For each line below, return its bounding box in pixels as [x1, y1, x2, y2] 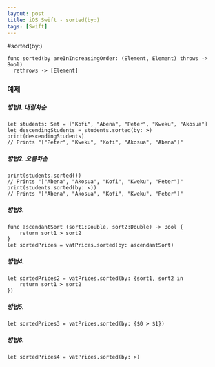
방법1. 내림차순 [7, 103, 47, 111]
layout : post [7, 10, 45, 17]
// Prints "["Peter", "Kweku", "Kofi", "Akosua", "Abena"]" [7, 139, 184, 146]
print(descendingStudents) [7, 133, 85, 140]
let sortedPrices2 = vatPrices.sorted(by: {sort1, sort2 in [7, 275, 184, 282]
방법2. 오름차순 [7, 154, 48, 162]
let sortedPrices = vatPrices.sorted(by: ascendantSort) [7, 242, 174, 249]
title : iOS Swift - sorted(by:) [7, 17, 100, 23]
